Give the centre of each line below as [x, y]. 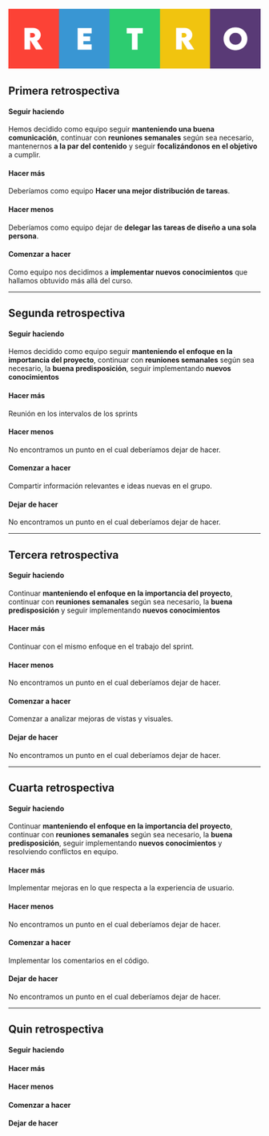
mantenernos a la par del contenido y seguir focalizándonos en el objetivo [133, 146]
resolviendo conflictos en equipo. [63, 852]
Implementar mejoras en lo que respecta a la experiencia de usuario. [121, 888]
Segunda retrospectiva [67, 314]
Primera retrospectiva [64, 91]
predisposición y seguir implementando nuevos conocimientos [114, 610]
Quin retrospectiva [56, 1030]
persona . [24, 236]
